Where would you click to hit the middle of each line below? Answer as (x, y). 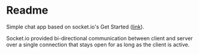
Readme (27, 10)
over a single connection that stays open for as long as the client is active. (98, 45)
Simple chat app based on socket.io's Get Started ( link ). (75, 27)
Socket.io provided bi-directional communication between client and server (99, 38)
